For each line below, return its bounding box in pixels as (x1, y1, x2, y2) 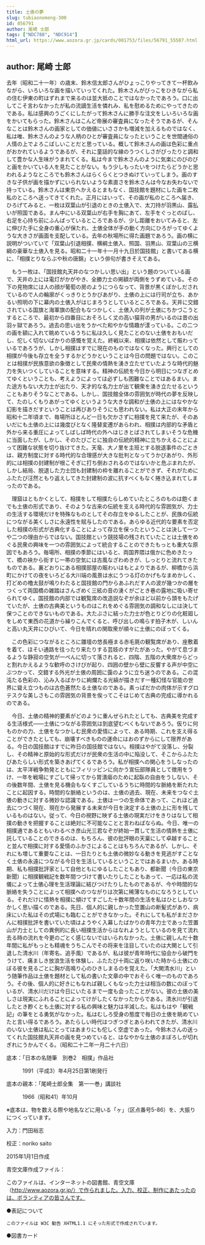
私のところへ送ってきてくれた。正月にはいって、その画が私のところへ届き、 (6, 193, 198, 201)
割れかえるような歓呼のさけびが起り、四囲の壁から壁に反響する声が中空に (11, 661, 199, 668)
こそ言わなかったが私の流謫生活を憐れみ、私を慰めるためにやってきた (16, 102, 193, 109)
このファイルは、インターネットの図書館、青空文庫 (6, 1178, 135, 1186)
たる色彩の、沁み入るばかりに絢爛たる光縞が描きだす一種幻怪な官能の (11, 676, 189, 683)
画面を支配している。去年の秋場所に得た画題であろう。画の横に (38, 232, 198, 239)
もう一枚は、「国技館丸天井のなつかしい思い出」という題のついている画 (11, 267, 191, 275)
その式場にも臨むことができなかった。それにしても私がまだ (38, 911, 188, 918)
